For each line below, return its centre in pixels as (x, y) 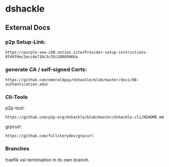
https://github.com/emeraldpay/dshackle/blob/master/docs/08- (72, 80)
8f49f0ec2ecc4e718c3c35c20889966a (42, 57)
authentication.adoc (27, 85)
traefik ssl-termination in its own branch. (47, 159)
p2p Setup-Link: (26, 42)
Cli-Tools (16, 97)
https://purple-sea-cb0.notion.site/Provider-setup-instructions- (77, 52)
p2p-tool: (15, 108)
